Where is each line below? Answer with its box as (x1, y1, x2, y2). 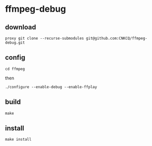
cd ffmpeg (5, 66, 25, 72)
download (5, 23, 36, 31)
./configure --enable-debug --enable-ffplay (5, 84, 97, 89)
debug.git (5, 40, 25, 45)
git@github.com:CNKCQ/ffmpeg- (86, 36, 148, 41)
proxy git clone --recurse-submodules (5, 36, 84, 41)
